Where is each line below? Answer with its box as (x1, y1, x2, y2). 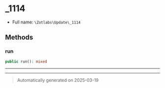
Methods (5, 33, 33, 42)
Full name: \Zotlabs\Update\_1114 (12, 19, 81, 25)
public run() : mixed (5, 59, 48, 64)
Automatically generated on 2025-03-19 (17, 77, 99, 83)
